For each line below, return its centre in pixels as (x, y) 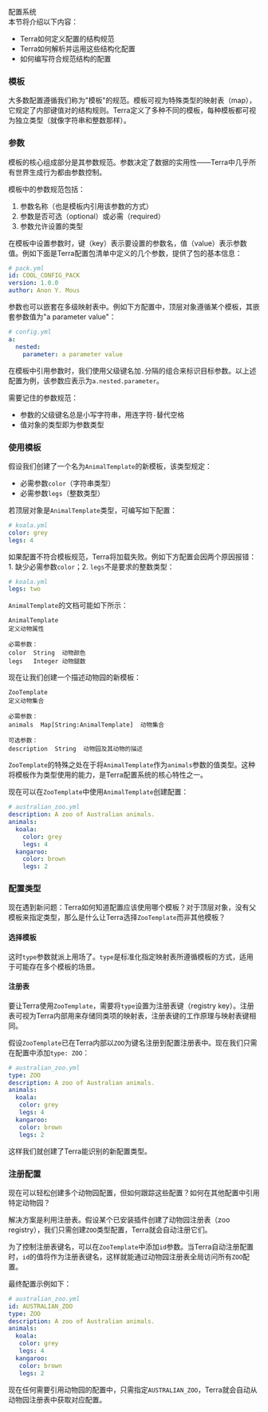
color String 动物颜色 (47, 653)
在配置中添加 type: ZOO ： (49, 1052)
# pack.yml (26, 268)
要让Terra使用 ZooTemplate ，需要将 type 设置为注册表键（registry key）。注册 (131, 1006)
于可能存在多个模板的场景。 (54, 966)
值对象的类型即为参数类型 (62, 424)
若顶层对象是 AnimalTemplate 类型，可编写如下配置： (93, 510)
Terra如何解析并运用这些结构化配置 (77, 49)
